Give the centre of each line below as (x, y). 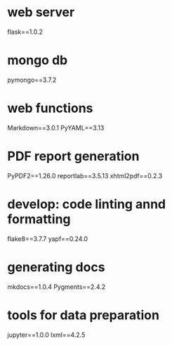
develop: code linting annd (87, 204)
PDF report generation (73, 156)
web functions (50, 108)
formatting (39, 219)
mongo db (38, 60)
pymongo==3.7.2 (32, 80)
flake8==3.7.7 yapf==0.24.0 (48, 239)
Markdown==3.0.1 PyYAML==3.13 (56, 128)
